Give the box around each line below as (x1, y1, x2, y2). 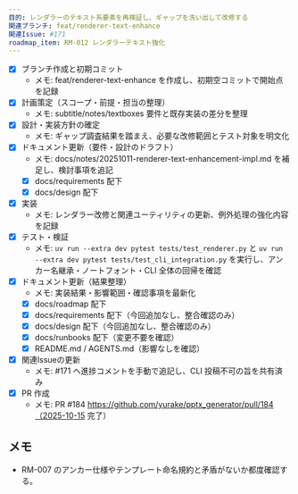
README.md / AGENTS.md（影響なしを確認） (34, 343, 205, 354)
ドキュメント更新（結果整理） (21, 276, 131, 287)
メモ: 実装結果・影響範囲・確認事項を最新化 (34, 287, 196, 297)
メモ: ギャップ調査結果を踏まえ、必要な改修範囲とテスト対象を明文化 (34, 130, 290, 141)
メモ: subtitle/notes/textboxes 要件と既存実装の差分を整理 (34, 108, 248, 119)
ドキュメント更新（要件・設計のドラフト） (21, 142, 178, 153)
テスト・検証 (21, 231, 69, 242)
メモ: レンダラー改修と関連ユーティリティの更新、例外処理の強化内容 (34, 209, 289, 220)
